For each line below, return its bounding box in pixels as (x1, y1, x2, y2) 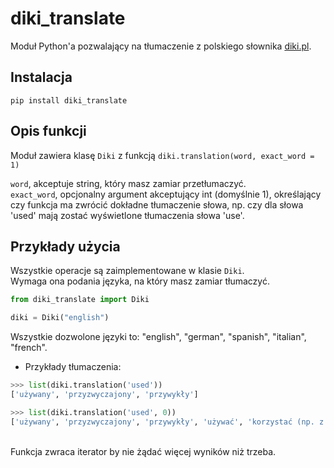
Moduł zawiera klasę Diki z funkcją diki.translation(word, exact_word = (10, 149, 315, 161)
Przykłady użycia (10, 238, 121, 255)
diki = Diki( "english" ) (10, 313, 110, 323)
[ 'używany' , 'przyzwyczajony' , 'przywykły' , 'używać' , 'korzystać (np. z (10, 417, 325, 427)
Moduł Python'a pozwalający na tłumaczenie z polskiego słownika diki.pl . (10, 40, 312, 52)
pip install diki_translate (10, 95, 128, 106)
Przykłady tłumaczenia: (24, 361, 122, 373)
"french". (10, 342, 48, 354)
